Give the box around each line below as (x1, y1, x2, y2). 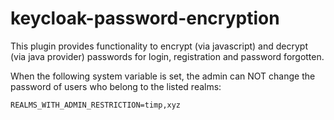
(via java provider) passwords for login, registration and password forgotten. (10, 50, 325, 62)
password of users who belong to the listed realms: (10, 80, 222, 92)
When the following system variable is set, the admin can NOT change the (10, 70, 316, 82)
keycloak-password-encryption (10, 7, 280, 30)
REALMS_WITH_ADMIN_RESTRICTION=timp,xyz (10, 100, 182, 110)
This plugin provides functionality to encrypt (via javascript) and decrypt (10, 40, 308, 52)
